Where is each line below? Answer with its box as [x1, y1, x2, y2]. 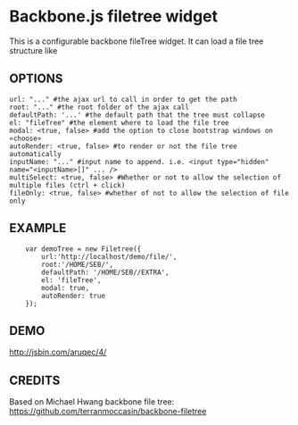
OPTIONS [9, 71, 63, 87]
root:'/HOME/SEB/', [41, 260, 114, 269]
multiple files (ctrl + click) [9, 180, 126, 189]
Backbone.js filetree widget [9, 6, 219, 27]
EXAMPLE [9, 221, 67, 236]
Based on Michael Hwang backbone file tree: [9, 396, 175, 407]
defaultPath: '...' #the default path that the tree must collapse [9, 110, 266, 120]
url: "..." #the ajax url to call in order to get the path [9, 95, 238, 104]
